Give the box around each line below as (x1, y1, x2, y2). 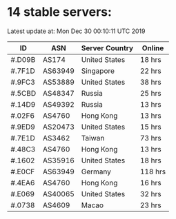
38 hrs (139, 77, 162, 87)
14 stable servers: (7, 4, 113, 20)
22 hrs (139, 66, 162, 76)
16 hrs (139, 178, 162, 187)
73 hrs (139, 133, 162, 143)
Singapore (81, 66, 115, 76)
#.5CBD (10, 88, 37, 98)
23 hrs (139, 200, 162, 210)
